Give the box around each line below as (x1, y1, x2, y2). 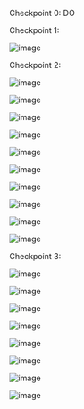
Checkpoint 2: (9, 60, 62, 70)
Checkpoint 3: (9, 251, 62, 261)
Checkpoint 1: (9, 25, 60, 35)
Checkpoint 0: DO (9, 8, 76, 18)
